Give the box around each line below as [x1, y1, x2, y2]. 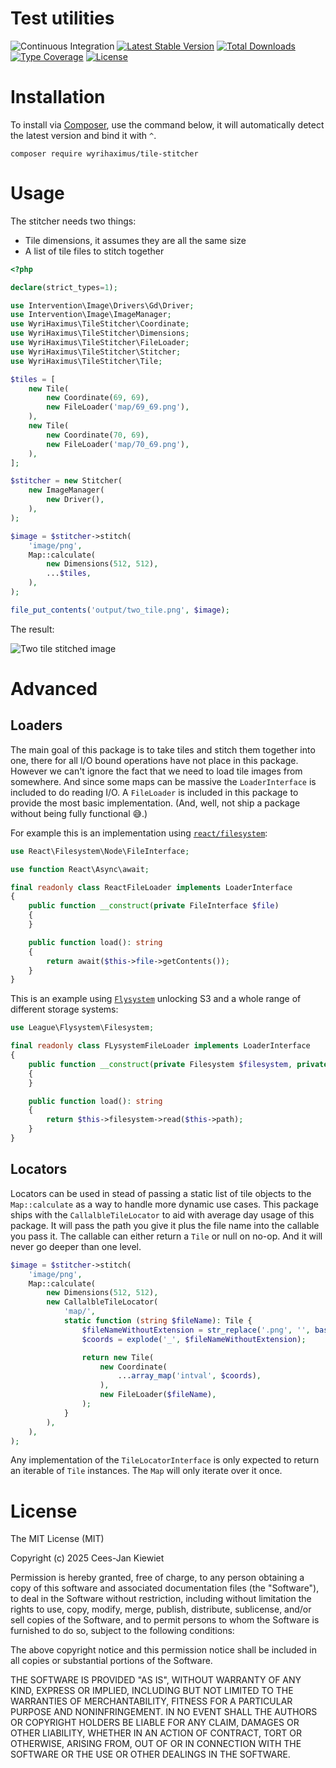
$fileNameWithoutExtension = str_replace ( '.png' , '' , [81, 1325, 311, 1335]
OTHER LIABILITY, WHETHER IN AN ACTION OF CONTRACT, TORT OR [10, 1727, 302, 1739]
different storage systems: [10, 1003, 119, 1016]
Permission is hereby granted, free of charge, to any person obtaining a [10, 1572, 305, 1584]
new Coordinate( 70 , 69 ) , [46, 430, 150, 440]
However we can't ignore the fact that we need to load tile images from [10, 765, 303, 777]
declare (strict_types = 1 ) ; [10, 282, 118, 292]
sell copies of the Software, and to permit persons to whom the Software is [10, 1614, 320, 1626]
